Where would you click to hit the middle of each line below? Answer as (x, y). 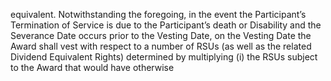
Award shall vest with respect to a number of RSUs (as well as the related (161, 46)
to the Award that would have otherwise (92, 67)
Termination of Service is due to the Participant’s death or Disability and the (166, 25)
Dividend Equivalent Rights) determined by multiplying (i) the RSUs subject (164, 57)
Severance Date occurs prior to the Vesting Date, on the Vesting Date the (161, 35)
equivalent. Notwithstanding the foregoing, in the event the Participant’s (158, 14)
